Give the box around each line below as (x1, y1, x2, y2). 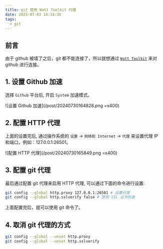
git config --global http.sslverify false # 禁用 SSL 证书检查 (5, 195, 135, 200)
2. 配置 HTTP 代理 (5, 119, 60, 127)
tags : (5, 17, 16, 22)
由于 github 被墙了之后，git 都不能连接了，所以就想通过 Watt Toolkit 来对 (5, 56, 157, 62)
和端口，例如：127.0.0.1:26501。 (5, 139, 71, 145)
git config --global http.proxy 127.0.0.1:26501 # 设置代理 (5, 190, 130, 195)
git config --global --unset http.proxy (5, 234, 91, 239)
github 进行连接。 (5, 62, 41, 68)
